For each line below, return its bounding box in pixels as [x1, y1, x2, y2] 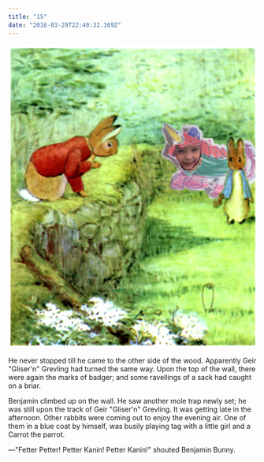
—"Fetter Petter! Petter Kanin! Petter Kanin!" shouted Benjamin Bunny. [8, 445, 236, 454]
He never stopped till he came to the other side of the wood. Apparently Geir [8, 356, 257, 365]
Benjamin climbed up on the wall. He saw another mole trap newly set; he [8, 396, 247, 405]
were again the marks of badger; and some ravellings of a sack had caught [8, 372, 252, 382]
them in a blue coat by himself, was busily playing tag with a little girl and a [8, 421, 251, 430]
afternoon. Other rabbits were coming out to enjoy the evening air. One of [8, 412, 247, 422]
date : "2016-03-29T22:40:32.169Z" [8, 20, 122, 29]
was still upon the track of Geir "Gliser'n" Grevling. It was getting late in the [8, 404, 252, 414]
